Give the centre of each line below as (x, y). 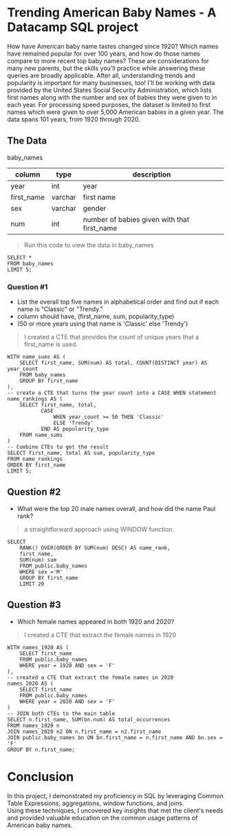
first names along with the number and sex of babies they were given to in (112, 97)
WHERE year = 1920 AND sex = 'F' (67, 665)
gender (95, 208)
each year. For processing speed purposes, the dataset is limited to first (109, 104)
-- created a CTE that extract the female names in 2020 (90, 677)
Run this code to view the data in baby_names (89, 245)
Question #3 (34, 605)
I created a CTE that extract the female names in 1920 (100, 635)
